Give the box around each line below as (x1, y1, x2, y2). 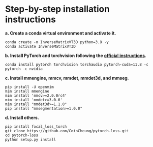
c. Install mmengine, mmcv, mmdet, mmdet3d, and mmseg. (5, 75, 129, 81)
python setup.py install (5, 137, 56, 142)
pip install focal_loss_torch (5, 124, 67, 129)
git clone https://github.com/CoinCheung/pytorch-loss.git (5, 128, 129, 133)
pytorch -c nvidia (5, 66, 43, 71)
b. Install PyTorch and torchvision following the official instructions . (5, 53, 147, 59)
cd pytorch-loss (5, 133, 38, 138)
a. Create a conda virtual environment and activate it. (5, 30, 116, 36)
